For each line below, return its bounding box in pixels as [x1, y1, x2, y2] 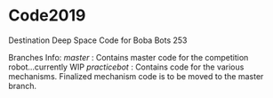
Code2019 [8, 5, 86, 26]
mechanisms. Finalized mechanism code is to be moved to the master [8, 70, 264, 81]
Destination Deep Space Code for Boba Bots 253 [8, 35, 188, 45]
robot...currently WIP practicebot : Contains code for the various [8, 61, 245, 72]
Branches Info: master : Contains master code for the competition [8, 52, 249, 62]
